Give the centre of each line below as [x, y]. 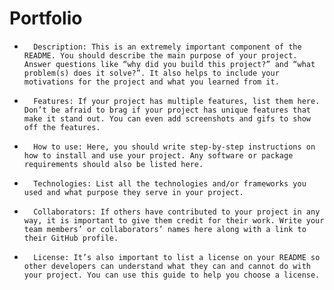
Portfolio [46, 18]
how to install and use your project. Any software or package [158, 155]
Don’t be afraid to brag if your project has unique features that [167, 110]
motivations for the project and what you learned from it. [151, 82]
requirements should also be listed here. [113, 164]
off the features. [62, 127]
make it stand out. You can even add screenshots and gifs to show [167, 118]
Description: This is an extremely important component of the [167, 47]
